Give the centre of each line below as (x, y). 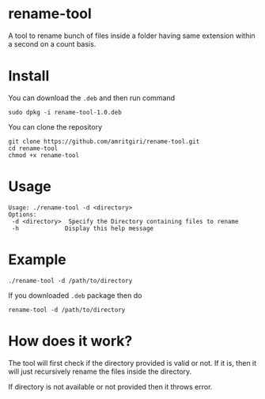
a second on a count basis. (52, 43)
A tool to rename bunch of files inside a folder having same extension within (132, 36)
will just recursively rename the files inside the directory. (100, 371)
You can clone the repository (55, 126)
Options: (23, 214)
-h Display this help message (83, 228)
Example (37, 260)
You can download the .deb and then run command (92, 98)
